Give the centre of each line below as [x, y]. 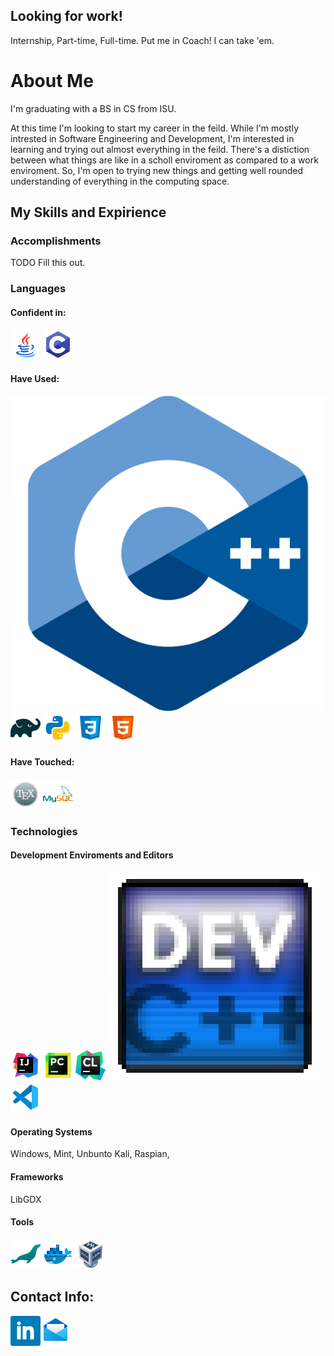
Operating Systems [51, 1131]
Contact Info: [52, 1297]
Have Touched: [42, 762]
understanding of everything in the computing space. [120, 181]
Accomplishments [56, 241]
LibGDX [26, 1199]
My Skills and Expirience [88, 212]
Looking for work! [66, 16]
